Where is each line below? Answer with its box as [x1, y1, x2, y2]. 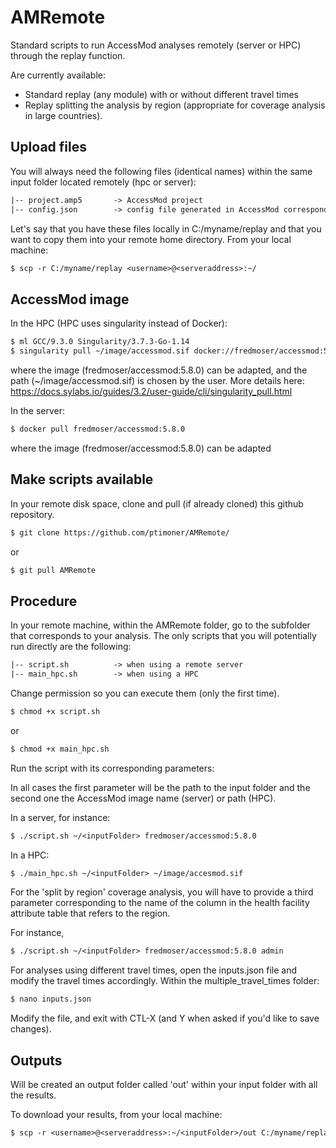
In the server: [10, 404, 66, 416]
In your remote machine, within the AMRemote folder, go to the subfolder [10, 619, 311, 631]
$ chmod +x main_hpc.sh [10, 744, 110, 754]
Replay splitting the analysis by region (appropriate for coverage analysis [24, 99, 326, 111]
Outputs [10, 1052, 63, 1069]
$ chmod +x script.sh [10, 706, 101, 716]
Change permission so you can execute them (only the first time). [10, 687, 280, 699]
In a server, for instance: [10, 811, 111, 823]
